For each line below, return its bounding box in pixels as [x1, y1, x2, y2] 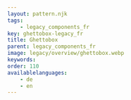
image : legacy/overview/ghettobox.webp [7, 50, 125, 57]
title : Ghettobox [7, 37, 58, 44]
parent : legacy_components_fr [7, 43, 96, 50]
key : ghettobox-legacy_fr [7, 30, 83, 37]
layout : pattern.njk [7, 10, 68, 18]
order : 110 [7, 63, 39, 70]
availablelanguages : [7, 69, 68, 76]
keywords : [7, 56, 37, 63]
